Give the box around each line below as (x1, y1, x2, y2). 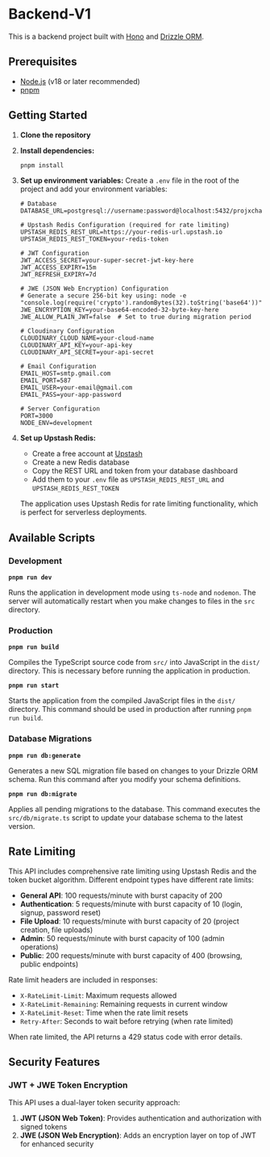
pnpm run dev (8, 574, 52, 582)
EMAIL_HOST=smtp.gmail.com (19, 369, 111, 378)
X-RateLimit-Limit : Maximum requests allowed (19, 991, 177, 1000)
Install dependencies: (19, 145, 95, 155)
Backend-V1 (8, 5, 91, 23)
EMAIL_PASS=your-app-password (19, 391, 123, 399)
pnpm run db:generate (8, 751, 81, 759)
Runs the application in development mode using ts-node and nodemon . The (8, 587, 256, 598)
